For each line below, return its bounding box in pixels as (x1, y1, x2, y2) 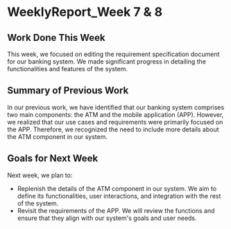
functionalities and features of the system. (7, 65, 128, 73)
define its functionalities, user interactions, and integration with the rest (17, 192, 221, 200)
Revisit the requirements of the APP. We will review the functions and (17, 206, 215, 214)
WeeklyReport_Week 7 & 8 (7, 4, 163, 20)
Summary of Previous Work (7, 84, 129, 97)
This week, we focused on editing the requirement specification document (7, 50, 220, 58)
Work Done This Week (7, 32, 105, 44)
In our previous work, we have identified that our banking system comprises (7, 103, 225, 111)
